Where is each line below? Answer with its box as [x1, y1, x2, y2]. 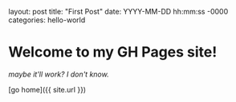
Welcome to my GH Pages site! [8, 43, 218, 61]
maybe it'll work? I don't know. [8, 69, 110, 79]
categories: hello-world [8, 15, 86, 25]
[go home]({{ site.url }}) [8, 84, 87, 94]
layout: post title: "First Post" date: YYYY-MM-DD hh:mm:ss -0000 [8, 7, 229, 16]
